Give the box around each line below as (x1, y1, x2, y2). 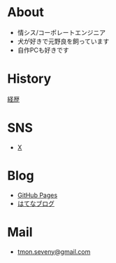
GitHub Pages (17, 191, 58, 199)
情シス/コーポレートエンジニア (17, 28, 106, 36)
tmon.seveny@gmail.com (17, 247, 91, 256)
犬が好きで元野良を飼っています (17, 36, 110, 46)
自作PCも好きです (17, 46, 69, 54)
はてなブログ (17, 199, 55, 208)
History (7, 71, 52, 87)
